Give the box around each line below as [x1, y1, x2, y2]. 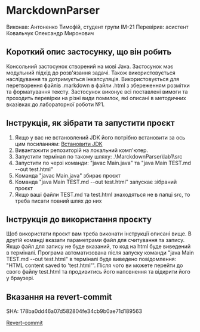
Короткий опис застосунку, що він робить [6, 47, 172, 57]
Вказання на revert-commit [6, 291, 112, 302]
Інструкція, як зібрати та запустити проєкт [6, 118, 175, 128]
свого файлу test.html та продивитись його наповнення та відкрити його [6, 268, 191, 275]
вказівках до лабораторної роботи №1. [6, 101, 105, 108]
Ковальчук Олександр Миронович [6, 29, 94, 36]
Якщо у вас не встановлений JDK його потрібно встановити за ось [14, 134, 186, 141]
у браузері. [6, 275, 35, 282]
